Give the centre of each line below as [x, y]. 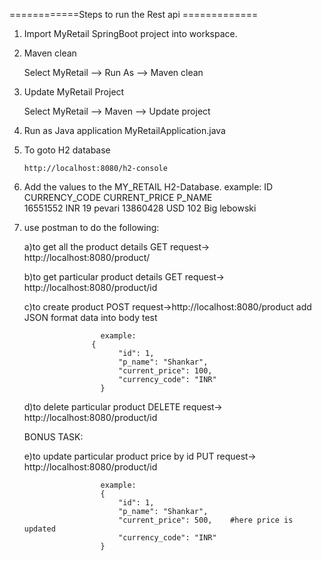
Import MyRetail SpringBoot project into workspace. [130, 33]
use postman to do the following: [91, 227]
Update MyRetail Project [74, 92]
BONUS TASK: [53, 437]
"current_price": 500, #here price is [206, 520]
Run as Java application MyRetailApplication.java [124, 130]
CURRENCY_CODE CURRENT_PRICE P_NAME [118, 197]
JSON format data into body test [90, 317]
